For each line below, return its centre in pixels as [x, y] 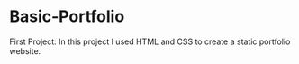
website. [25, 50]
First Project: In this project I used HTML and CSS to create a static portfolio [150, 41]
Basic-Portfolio [67, 17]
